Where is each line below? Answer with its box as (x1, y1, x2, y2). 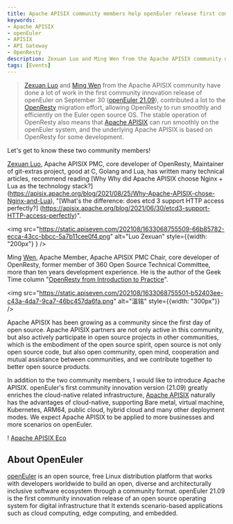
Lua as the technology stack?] (7, 181, 94, 190)
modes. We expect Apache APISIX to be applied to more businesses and (7, 413, 215, 421)
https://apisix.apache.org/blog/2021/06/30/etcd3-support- (42, 204, 210, 212)
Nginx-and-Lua (7, 196, 51, 205)
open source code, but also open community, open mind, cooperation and (7, 347, 219, 356)
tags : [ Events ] (7, 62, 51, 69)
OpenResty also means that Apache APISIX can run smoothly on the (24, 117, 220, 126)
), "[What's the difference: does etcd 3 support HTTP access (50, 196, 225, 205)
